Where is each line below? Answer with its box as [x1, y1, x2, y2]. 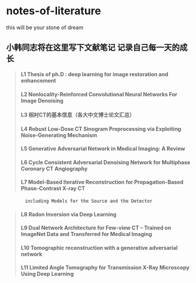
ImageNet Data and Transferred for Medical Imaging [20, 231, 153, 238]
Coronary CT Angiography [20, 165, 88, 172]
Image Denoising [20, 97, 64, 104]
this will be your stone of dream [6, 24, 84, 31]
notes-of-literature [6, 4, 102, 18]
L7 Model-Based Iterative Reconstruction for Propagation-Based [20, 178, 184, 185]
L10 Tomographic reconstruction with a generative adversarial [20, 244, 178, 251]
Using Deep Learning [20, 271, 74, 278]
